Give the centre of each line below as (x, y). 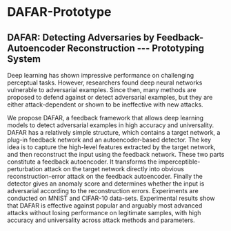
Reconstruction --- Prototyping (136, 48)
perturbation (25, 169)
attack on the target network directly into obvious (114, 169)
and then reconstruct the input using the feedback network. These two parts (116, 154)
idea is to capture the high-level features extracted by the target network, (111, 147)
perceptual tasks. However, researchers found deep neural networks (105, 82)
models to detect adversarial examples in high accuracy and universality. (111, 125)
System (24, 59)
